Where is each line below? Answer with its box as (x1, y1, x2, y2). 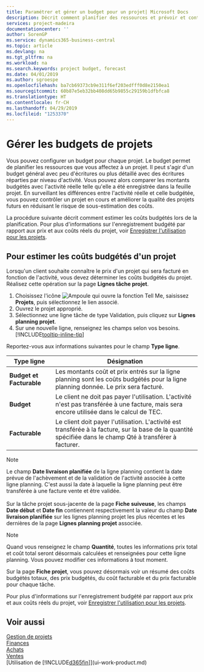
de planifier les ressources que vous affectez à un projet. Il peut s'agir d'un (6, 164, 194, 171)
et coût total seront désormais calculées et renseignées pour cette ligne (6, 550, 186, 557)
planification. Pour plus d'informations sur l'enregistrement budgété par (6, 220, 185, 228)
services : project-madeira (6, 20, 75, 26)
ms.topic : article (6, 43, 53, 49)
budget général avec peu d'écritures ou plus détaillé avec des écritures (6, 170, 185, 177)
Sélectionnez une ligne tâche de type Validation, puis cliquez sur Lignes (15, 312, 196, 319)
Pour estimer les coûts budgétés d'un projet (6, 251, 176, 262)
